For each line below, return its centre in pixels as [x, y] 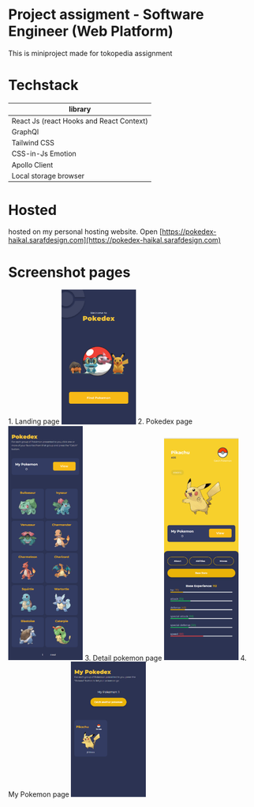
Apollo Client [32, 164]
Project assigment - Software [106, 15]
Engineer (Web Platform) [91, 31]
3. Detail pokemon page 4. [166, 658]
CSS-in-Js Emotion [44, 154]
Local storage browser [48, 175]
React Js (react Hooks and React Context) [80, 121]
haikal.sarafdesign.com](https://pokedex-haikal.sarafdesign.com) [114, 240]
